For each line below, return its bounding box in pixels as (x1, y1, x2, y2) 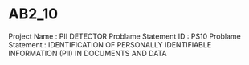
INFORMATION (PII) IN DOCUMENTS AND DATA (8, 48, 167, 58)
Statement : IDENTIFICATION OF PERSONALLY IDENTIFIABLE (8, 39, 212, 49)
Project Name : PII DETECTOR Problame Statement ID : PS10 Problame (8, 31, 241, 41)
